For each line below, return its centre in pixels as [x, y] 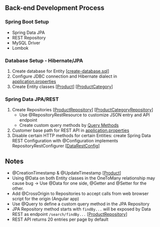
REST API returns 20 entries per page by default [60, 219]
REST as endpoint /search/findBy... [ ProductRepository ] [70, 214]
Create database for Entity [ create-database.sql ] [61, 71]
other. [18, 189]
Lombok [20, 48]
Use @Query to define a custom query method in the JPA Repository [81, 204]
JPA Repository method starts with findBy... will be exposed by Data [81, 209]
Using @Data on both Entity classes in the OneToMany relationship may [83, 178]
